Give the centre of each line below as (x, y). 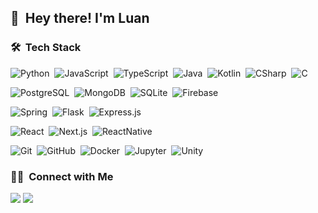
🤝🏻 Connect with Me (62, 176)
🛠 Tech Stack (46, 48)
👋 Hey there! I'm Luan (80, 18)
